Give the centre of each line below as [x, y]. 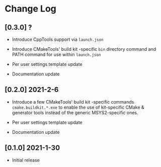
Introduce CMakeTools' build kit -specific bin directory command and [84, 49]
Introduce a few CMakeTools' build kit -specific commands [73, 102]
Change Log [30, 9]
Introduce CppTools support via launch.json [58, 39]
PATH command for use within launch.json [56, 54]
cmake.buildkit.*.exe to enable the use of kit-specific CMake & [78, 107]
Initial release [26, 160]
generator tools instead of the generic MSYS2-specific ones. [75, 112]
